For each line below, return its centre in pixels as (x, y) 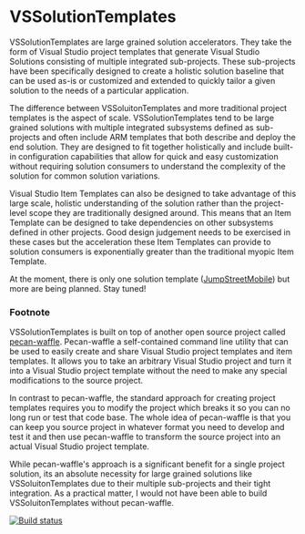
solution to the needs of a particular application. (99, 90)
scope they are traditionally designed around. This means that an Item (160, 212)
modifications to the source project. (76, 381)
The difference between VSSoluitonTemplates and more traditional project (148, 108)
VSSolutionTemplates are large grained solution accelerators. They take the (151, 42)
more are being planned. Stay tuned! (78, 288)
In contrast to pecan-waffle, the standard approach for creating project (142, 398)
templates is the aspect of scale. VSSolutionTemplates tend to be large (142, 118)
